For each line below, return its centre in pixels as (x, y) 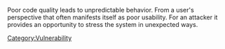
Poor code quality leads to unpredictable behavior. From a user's (101, 10)
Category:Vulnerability (40, 38)
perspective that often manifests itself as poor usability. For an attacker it (112, 17)
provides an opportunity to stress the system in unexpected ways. (103, 24)
